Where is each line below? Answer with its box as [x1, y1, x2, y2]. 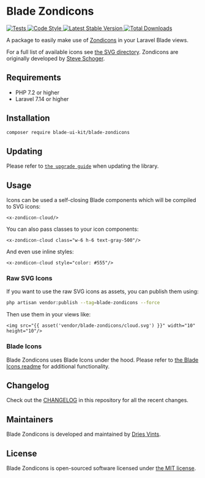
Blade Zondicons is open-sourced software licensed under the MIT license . [6, 464, 196, 472]
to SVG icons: [6, 203, 41, 211]
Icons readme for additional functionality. [6, 362, 110, 370]
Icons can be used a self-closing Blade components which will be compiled [6, 196, 196, 204]
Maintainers [6, 414, 54, 425]
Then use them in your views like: [6, 311, 91, 318]
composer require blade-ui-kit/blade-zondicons [6, 129, 130, 135]
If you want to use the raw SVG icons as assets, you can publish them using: [6, 288, 199, 295]
